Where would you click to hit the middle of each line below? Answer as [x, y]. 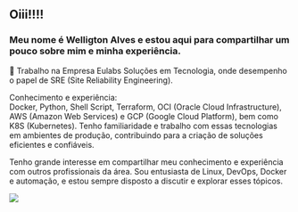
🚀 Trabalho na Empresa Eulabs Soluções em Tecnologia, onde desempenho [148, 70]
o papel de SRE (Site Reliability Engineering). [91, 80]
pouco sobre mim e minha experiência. [95, 51]
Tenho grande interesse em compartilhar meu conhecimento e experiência [146, 162]
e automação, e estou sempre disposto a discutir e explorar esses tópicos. [146, 181]
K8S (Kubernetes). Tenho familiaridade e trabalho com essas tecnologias [144, 126]
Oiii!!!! [27, 15]
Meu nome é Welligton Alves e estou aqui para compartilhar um [149, 40]
